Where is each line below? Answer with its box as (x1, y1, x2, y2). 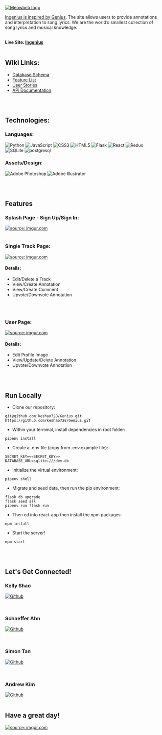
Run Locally (5, 391, 42, 400)
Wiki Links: (5, 59, 40, 67)
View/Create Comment (12, 286, 59, 292)
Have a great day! (5, 711, 60, 720)
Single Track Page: (5, 243, 51, 250)
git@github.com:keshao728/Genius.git (5, 414, 82, 419)
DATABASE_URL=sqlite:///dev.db (5, 458, 69, 463)
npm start (5, 539, 25, 544)
